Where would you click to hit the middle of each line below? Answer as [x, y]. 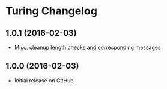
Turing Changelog [51, 11]
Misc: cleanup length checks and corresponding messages [87, 47]
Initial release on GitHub [44, 80]
